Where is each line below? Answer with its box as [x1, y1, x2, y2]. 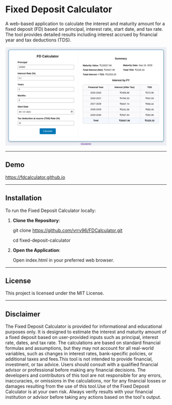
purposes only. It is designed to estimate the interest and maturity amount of [5, 329, 167, 335]
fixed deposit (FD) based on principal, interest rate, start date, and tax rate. [5, 26, 163, 32]
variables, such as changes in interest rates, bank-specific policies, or [5, 351, 153, 357]
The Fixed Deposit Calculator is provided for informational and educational [5, 324, 162, 330]
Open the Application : [12, 247, 60, 253]
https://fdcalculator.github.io [5, 174, 66, 180]
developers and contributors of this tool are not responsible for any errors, [5, 372, 162, 378]
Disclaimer [5, 310, 40, 318]
